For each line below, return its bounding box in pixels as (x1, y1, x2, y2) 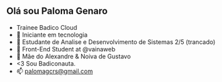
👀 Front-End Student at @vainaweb (16, 45, 115, 53)
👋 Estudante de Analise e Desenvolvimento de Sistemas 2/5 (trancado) (16, 37, 216, 46)
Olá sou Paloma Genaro (6, 5, 108, 17)
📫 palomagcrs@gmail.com (16, 67, 94, 75)
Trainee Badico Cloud (16, 23, 78, 31)
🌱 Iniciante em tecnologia (16, 30, 88, 39)
